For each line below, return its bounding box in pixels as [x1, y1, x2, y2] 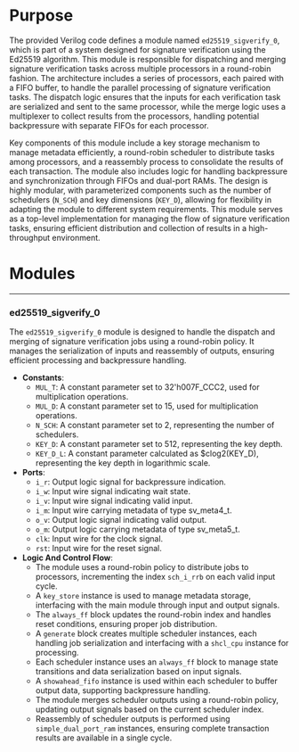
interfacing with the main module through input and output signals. [35, 599, 280, 611]
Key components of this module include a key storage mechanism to [9, 137, 261, 148]
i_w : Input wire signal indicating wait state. [35, 486, 191, 497]
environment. [52, 232, 101, 243]
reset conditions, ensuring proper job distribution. [35, 619, 218, 630]
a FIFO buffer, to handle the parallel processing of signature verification [9, 82, 271, 93]
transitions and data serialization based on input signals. [35, 666, 242, 677]
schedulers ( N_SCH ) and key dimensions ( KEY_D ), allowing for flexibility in [9, 194, 272, 205]
